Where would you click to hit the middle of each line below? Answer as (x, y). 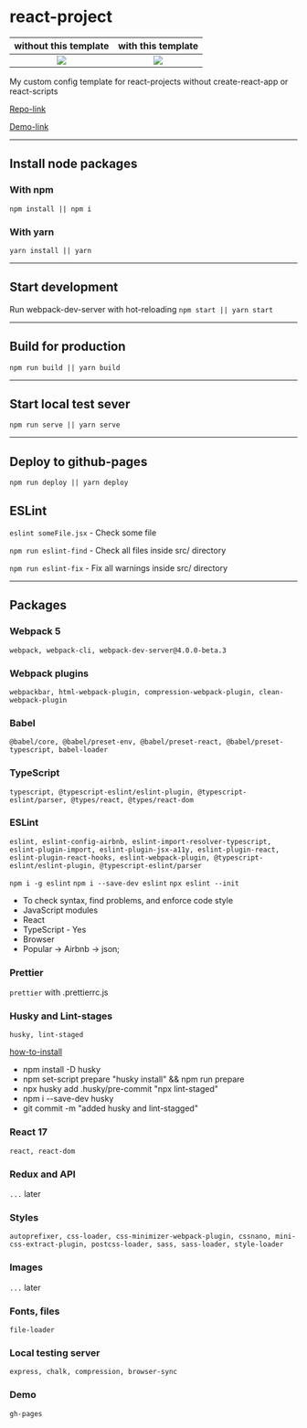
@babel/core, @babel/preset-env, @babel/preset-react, (116, 742)
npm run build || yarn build (65, 367)
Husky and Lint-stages (61, 1016)
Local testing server (55, 1352)
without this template (62, 46)
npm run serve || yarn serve (65, 425)
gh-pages (26, 1413)
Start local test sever (70, 404)
